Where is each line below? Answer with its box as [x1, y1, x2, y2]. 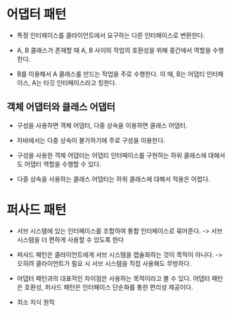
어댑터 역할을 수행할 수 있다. [24, 160, 101, 168]
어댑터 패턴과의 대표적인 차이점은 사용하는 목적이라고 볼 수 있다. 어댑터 [16, 274, 210, 282]
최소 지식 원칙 [16, 298, 55, 306]
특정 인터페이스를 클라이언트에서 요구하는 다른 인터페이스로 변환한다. [16, 31, 205, 39]
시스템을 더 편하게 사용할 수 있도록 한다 [16, 235, 124, 243]
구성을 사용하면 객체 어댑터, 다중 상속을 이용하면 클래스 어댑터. [16, 121, 188, 129]
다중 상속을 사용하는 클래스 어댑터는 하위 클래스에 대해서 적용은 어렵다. [16, 174, 210, 183]
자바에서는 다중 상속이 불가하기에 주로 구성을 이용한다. [16, 136, 166, 144]
